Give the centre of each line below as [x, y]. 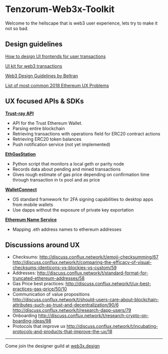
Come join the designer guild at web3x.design [52, 346]
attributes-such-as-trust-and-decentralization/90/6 [65, 305]
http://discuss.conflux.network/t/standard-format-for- [93, 273]
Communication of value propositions [51, 294]
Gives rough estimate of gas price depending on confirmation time [81, 174]
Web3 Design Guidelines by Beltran [42, 76]
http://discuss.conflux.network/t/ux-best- [108, 284]
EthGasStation [20, 154]
